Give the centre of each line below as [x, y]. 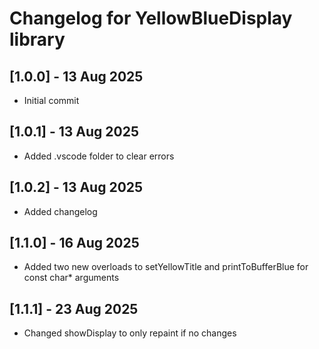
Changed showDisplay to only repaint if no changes [130, 333]
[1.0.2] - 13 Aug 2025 [76, 187]
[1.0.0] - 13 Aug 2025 [76, 76]
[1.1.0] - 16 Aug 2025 [74, 243]
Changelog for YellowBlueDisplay [151, 18]
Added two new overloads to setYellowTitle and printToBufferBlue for [166, 267]
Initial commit [51, 100]
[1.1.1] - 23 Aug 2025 [74, 308]
